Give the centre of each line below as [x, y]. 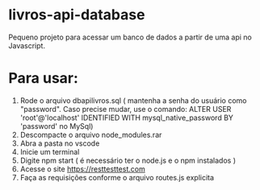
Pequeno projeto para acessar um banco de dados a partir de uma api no [130, 37]
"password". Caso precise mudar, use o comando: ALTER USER [126, 109]
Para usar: [44, 78]
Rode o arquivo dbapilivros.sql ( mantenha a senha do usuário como [133, 100]
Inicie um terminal [50, 151]
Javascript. [27, 45]
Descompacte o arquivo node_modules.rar [91, 134]
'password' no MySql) [57, 126]
